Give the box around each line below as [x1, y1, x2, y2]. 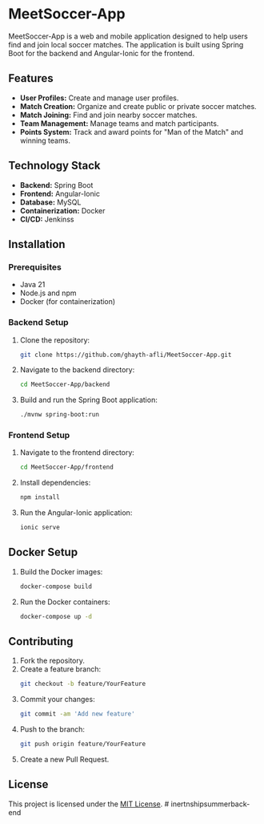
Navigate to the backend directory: [19, 365, 135, 375]
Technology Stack [8, 159, 101, 173]
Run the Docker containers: [19, 597, 110, 607]
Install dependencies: [19, 478, 91, 488]
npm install [19, 493, 60, 501]
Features [8, 71, 54, 85]
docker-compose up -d [19, 612, 92, 620]
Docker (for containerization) [19, 297, 116, 306]
